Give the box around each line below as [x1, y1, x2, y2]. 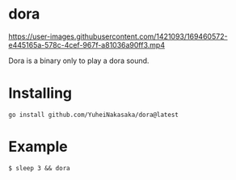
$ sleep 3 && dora [8, 164, 70, 172]
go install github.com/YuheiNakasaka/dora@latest [8, 111, 179, 119]
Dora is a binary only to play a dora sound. [8, 56, 150, 65]
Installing [8, 84, 73, 103]
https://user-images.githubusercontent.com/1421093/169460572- [8, 31, 228, 41]
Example [8, 138, 68, 156]
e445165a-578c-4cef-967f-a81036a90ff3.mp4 [8, 40, 166, 49]
